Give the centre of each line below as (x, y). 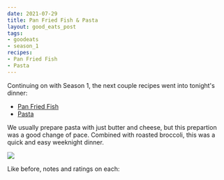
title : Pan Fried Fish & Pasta (53, 20)
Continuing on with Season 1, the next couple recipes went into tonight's (111, 85)
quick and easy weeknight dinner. (56, 142)
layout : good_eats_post (42, 27)
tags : (15, 33)
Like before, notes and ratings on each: (64, 169)
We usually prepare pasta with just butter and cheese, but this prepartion (112, 127)
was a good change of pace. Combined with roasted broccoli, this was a (111, 135)
